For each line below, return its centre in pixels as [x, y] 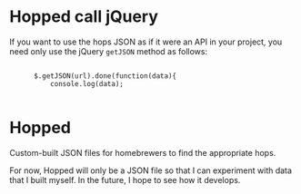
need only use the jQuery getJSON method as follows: [109, 51]
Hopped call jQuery [84, 17]
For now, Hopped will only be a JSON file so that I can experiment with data [151, 170]
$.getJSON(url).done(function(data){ [105, 76]
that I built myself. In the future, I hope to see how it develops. [125, 179]
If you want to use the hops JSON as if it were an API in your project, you [146, 42]
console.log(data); [87, 83]
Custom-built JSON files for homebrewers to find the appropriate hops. [143, 152]
